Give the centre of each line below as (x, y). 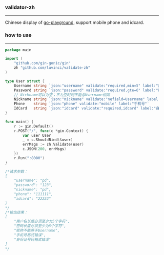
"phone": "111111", (34, 194)
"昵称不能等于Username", (37, 231)
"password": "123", (34, 185)
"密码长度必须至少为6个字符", (40, 226)
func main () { (20, 122)
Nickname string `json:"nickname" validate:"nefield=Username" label (86, 99)
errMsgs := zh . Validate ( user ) (53, 145)
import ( (14, 59)
